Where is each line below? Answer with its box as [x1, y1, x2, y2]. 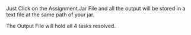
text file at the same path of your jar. [6, 11, 95, 18]
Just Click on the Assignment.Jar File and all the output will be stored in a [6, 5, 186, 12]
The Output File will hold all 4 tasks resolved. [6, 23, 116, 29]
